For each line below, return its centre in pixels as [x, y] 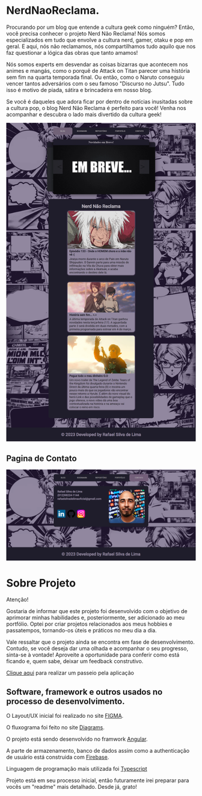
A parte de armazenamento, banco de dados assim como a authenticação [98, 751]
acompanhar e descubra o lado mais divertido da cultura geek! [84, 114]
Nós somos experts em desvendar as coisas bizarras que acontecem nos [97, 64]
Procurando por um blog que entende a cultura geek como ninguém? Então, [100, 27]
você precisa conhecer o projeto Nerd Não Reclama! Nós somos [86, 33]
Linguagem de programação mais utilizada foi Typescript [77, 769]
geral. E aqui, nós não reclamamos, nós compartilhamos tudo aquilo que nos [101, 46]
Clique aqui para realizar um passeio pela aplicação [70, 673]
